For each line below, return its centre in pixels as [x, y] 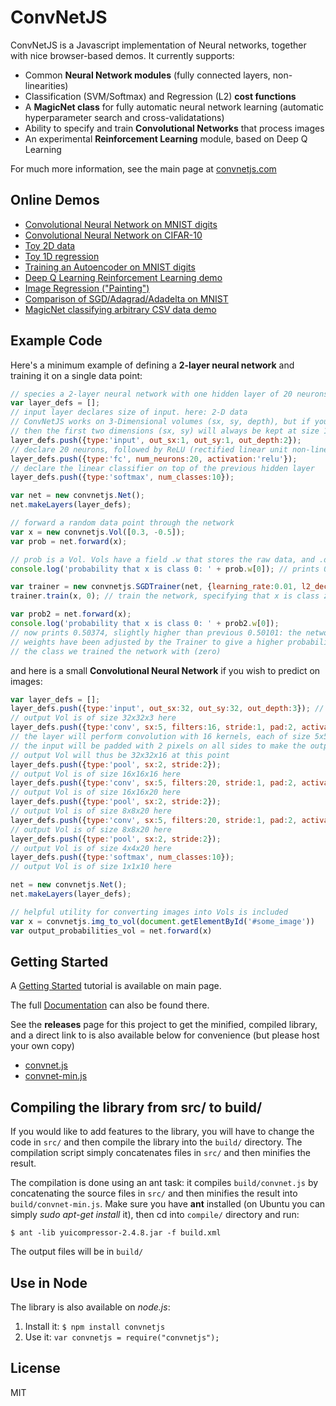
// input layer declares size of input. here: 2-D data [129, 412]
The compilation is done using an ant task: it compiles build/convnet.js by [164, 1183]
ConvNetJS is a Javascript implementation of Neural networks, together [158, 45]
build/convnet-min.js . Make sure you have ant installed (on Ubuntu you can [168, 1204]
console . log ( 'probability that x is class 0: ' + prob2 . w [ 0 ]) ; [145, 624]
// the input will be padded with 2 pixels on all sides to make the [158, 746]
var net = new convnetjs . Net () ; [77, 496]
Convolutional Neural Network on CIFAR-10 [113, 235]
